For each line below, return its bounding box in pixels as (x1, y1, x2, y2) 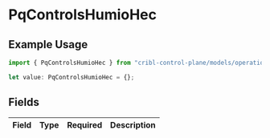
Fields (8, 95, 40, 109)
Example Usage (8, 38, 88, 51)
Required (67, 119, 103, 130)
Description (109, 119, 157, 130)
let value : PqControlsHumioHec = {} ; (8, 73, 135, 81)
